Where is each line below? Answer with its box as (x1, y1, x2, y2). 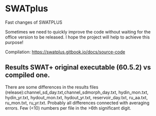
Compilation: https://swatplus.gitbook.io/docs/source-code (5, 49, 125, 55)
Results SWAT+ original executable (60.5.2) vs (5, 63, 151, 72)
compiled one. (5, 71, 50, 79)
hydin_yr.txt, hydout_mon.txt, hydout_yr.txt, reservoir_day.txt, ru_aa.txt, (5, 94, 148, 100)
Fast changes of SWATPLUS (5, 19, 62, 25)
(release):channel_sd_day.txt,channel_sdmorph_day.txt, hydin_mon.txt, (5, 89, 149, 95)
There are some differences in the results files (5, 84, 98, 90)
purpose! (5, 39, 24, 45)
